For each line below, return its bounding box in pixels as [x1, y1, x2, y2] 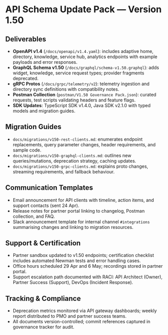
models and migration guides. [12, 108, 76, 114]
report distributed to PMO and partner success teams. [12, 313, 127, 319]
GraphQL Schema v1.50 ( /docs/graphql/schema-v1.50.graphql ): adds [12, 65, 159, 70]
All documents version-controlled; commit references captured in [12, 319, 151, 325]
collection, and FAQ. [12, 213, 55, 219]
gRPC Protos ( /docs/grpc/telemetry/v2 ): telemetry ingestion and [12, 81, 150, 87]
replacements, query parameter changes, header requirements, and [12, 141, 156, 147]
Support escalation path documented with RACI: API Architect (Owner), [12, 274, 163, 280]
